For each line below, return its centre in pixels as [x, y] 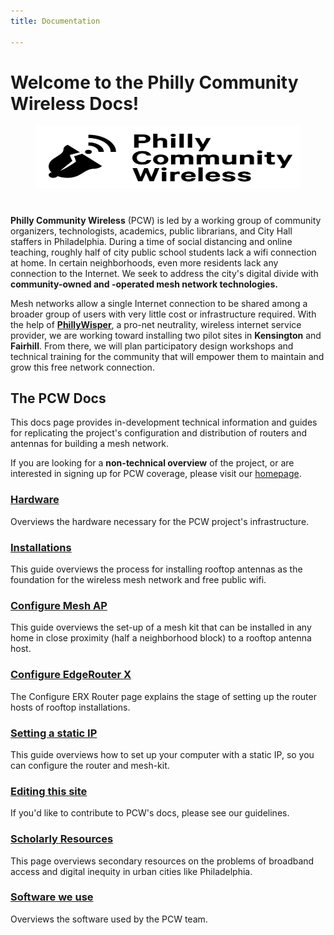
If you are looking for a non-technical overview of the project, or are [152, 463]
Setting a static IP [54, 733]
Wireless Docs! [75, 103]
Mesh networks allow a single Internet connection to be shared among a [159, 303]
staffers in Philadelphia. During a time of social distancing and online [151, 241]
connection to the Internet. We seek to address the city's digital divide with [164, 273]
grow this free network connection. [82, 367]
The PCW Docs [58, 398]
